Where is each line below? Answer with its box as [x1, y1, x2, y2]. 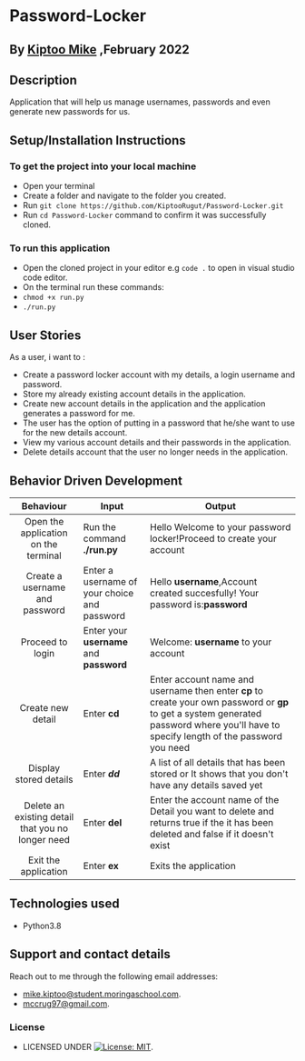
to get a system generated [149, 707, 262, 719]
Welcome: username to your [149, 636, 272, 648]
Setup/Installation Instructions [9, 133, 186, 148]
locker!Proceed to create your [149, 533, 277, 545]
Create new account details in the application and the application [22, 398, 266, 409]
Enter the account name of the [149, 794, 280, 806]
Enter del [83, 816, 123, 828]
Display [28, 762, 61, 774]
